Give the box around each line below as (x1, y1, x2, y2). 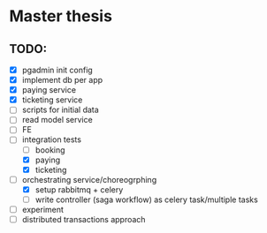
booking (34, 144, 65, 155)
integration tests (21, 134, 82, 145)
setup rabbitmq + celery (34, 184, 124, 195)
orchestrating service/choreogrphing (21, 174, 157, 184)
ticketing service (21, 94, 83, 105)
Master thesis (9, 6, 113, 26)
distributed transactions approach (21, 214, 146, 224)
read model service (21, 115, 93, 125)
